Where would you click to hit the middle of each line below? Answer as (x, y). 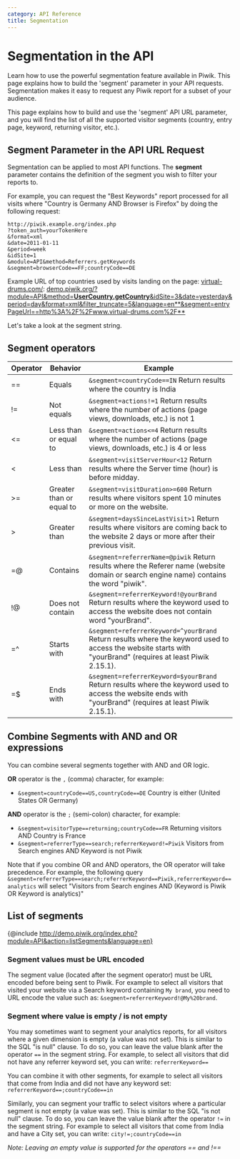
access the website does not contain (150, 611)
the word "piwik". (118, 584)
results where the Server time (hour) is (154, 468)
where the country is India (132, 389)
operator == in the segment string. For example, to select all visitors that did (118, 1055)
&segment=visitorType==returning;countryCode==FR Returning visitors (120, 828)
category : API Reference (44, 14)
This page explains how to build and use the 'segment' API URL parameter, (117, 112)
